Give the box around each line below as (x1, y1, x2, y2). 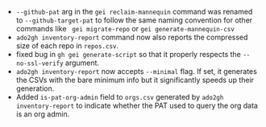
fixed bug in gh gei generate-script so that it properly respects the (15, 50, 242, 59)
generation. (15, 84, 55, 93)
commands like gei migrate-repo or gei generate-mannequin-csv (15, 24, 235, 33)
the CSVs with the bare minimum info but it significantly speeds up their (15, 76, 255, 84)
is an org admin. (15, 109, 70, 119)
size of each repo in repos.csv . (15, 41, 119, 51)
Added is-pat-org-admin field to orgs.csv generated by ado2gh (15, 92, 224, 101)
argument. (64, 58, 99, 68)
